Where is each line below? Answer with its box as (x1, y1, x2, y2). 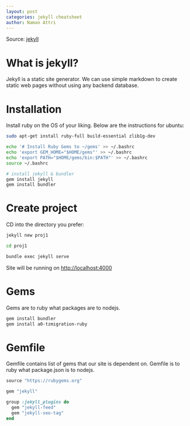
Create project (6, 202, 78, 215)
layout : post (6, 8, 38, 15)
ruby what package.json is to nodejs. (6, 367, 95, 374)
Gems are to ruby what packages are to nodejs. (6, 304, 120, 311)
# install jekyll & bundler (6, 171, 75, 177)
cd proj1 (6, 243, 27, 249)
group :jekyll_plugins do (6, 399, 69, 405)
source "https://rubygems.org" (6, 378, 82, 384)
